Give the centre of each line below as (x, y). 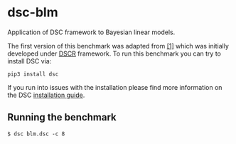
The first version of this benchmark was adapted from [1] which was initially (118, 46)
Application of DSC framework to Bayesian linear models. (91, 32)
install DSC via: (29, 61)
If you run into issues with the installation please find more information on (115, 87)
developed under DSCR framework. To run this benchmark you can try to (114, 53)
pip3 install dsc (33, 74)
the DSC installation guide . (46, 95)
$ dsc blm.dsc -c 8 (36, 134)
